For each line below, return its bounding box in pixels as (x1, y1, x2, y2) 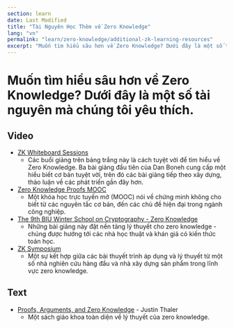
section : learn (7, 10, 52, 17)
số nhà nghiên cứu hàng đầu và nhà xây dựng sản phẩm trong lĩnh (27, 259, 218, 267)
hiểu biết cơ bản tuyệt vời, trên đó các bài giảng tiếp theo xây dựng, (27, 171, 222, 178)
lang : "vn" (7, 29, 39, 37)
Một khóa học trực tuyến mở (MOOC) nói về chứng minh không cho (27, 193, 221, 201)
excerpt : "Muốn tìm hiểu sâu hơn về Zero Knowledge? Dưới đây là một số (7, 42, 223, 49)
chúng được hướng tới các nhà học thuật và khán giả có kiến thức (27, 230, 216, 237)
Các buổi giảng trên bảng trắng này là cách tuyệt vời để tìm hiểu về (27, 156, 221, 164)
